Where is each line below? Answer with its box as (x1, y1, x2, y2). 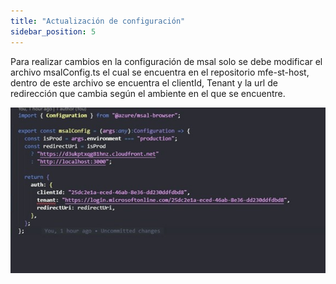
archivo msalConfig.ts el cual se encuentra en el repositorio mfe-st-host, (10, 66, 310, 78)
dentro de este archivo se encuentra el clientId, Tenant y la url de (10, 76, 278, 89)
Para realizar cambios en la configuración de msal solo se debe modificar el (10, 55, 323, 67)
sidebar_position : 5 (10, 26, 97, 37)
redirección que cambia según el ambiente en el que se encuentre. (10, 87, 286, 99)
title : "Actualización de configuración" (10, 16, 186, 26)
